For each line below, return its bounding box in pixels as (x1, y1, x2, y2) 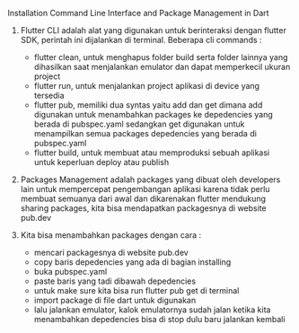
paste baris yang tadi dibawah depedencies (33, 276, 197, 286)
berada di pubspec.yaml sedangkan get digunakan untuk (33, 118, 245, 129)
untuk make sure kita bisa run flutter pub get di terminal (33, 285, 240, 295)
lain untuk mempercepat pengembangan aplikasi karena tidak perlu (20, 184, 270, 194)
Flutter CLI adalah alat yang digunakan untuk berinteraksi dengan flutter (20, 25, 287, 35)
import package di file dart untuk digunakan (33, 295, 197, 305)
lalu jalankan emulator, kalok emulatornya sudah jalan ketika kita (33, 304, 271, 315)
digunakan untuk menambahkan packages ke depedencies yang (33, 110, 274, 119)
